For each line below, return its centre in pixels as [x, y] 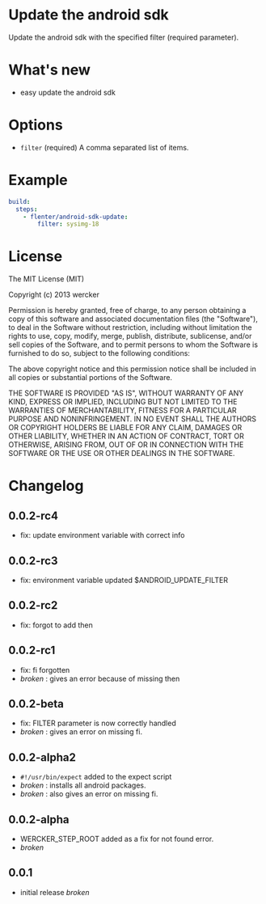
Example [38, 180]
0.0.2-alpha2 [42, 757]
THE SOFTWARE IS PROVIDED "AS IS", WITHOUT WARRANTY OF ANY [126, 393]
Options [36, 125]
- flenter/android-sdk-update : [76, 217]
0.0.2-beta [36, 704]
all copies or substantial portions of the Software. [90, 378]
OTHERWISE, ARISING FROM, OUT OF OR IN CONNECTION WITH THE [126, 445]
